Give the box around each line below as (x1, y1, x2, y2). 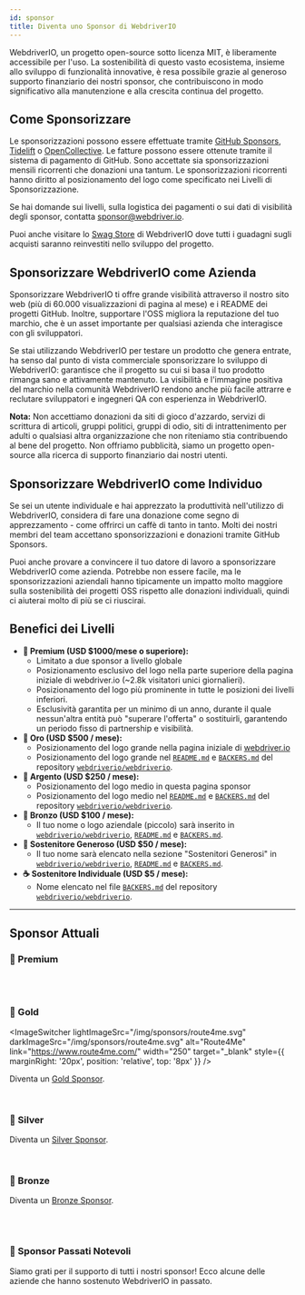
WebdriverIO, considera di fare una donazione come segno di (9, 510, 240, 521)
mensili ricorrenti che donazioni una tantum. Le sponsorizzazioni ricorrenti (9, 164, 288, 175)
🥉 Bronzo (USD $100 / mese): (22, 810, 134, 821)
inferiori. (35, 693, 68, 704)
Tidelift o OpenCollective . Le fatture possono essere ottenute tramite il (9, 145, 272, 156)
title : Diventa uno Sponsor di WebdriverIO (9, 22, 177, 31)
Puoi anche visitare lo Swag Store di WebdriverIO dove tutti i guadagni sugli (9, 229, 292, 240)
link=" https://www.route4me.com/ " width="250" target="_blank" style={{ (9, 1046, 285, 1057)
